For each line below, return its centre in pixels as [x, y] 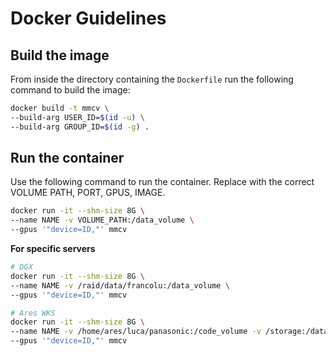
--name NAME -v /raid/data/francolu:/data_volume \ [120, 285]
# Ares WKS [33, 313]
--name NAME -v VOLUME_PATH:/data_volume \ [102, 220]
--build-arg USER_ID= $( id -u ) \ [77, 117]
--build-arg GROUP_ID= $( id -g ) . [80, 127]
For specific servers [53, 249]
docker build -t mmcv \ [60, 108]
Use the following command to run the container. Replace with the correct [162, 182]
